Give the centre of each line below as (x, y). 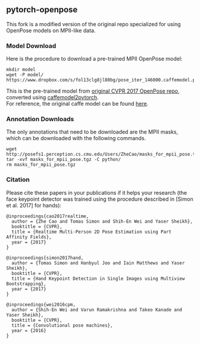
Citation (18, 179)
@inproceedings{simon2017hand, (45, 258)
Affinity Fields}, (29, 237)
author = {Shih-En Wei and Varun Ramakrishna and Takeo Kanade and (97, 310)
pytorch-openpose (42, 10)
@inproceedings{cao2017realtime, (48, 216)
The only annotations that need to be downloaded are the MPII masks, (92, 132)
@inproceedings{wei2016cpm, (41, 304)
